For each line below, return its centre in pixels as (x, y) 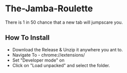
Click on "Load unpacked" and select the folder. (61, 65)
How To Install (27, 38)
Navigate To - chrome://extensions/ (48, 55)
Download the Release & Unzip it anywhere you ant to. (67, 49)
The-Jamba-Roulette (49, 9)
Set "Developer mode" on (38, 60)
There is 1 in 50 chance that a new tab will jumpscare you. (64, 22)
